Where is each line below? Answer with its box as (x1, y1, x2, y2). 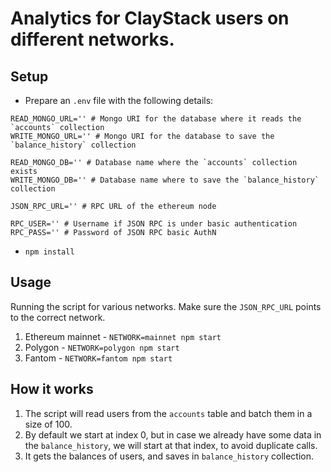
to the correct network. (10, 311, 106, 323)
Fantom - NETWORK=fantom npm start (24, 352, 173, 364)
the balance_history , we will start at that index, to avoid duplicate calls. (24, 439, 318, 451)
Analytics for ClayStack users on (10, 7, 290, 30)
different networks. (10, 28, 175, 51)
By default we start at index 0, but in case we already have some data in (24, 428, 322, 441)
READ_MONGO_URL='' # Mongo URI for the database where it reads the (10, 114, 302, 124)
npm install (24, 247, 75, 257)
